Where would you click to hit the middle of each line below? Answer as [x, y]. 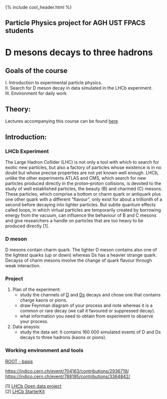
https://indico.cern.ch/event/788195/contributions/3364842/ [68, 376]
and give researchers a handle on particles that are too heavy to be [74, 220]
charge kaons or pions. [43, 300]
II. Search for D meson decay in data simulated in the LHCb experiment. [79, 88]
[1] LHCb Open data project [33, 386]
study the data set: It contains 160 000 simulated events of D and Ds [90, 332]
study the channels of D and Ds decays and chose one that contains [90, 295]
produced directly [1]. [27, 226]
